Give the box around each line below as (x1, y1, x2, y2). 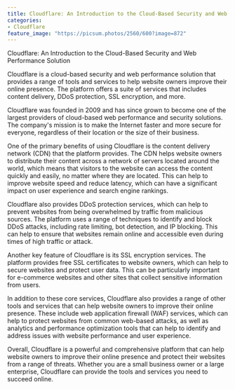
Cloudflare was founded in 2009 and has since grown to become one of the (7, 106, 227, 114)
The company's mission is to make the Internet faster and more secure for (7, 121, 222, 130)
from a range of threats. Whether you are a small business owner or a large (7, 360, 224, 369)
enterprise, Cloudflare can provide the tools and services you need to (7, 367, 208, 376)
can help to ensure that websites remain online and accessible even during (7, 230, 224, 238)
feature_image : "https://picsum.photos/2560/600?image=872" (7, 29, 187, 37)
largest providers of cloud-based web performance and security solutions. (7, 114, 223, 122)
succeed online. (7, 375, 54, 383)
